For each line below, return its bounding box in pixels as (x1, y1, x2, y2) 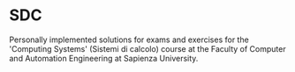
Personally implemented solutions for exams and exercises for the (9, 34, 249, 45)
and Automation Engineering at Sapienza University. (9, 53, 199, 63)
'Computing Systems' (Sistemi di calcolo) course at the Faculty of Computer (9, 43, 286, 54)
